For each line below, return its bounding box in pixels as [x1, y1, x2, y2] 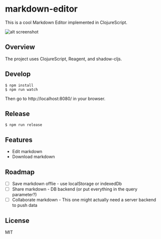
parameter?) [12, 192, 37, 198]
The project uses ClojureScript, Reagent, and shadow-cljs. [5, 56, 122, 62]
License [5, 216, 30, 224]
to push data [12, 203, 37, 208]
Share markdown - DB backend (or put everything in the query [12, 186, 138, 192]
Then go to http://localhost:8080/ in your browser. [5, 96, 106, 102]
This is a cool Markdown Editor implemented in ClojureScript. [5, 19, 127, 25]
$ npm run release [5, 122, 42, 127]
